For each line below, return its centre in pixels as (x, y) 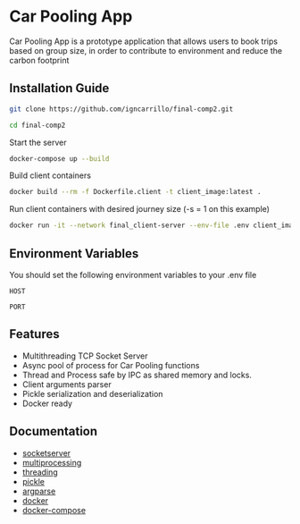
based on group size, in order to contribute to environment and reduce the (146, 50)
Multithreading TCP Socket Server (85, 356)
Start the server (38, 142)
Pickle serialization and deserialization (92, 393)
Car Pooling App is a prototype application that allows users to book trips (144, 41)
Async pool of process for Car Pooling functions (111, 365)
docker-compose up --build (59, 158)
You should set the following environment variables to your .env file (133, 275)
